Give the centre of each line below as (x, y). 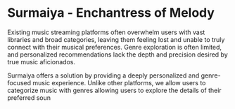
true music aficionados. (42, 61)
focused (19, 82)
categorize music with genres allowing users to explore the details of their (114, 90)
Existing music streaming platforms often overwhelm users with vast (106, 32)
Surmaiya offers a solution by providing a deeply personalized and (103, 75)
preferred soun (29, 97)
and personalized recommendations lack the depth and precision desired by (118, 54)
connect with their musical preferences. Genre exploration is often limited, (115, 47)
